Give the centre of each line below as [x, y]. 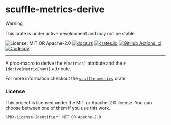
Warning [14, 23]
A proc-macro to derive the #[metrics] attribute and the [64, 63]
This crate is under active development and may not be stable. [71, 33]
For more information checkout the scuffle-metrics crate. [66, 78]
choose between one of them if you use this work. [58, 108]
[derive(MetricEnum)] [28, 69]
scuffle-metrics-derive [55, 9]
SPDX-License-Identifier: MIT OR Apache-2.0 [53, 117]
